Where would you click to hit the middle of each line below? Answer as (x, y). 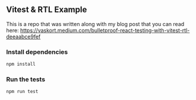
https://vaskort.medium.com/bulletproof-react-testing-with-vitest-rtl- (105, 30)
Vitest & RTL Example (47, 10)
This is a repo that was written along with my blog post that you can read (95, 24)
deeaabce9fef (23, 36)
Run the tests (26, 79)
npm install (21, 64)
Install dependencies (37, 51)
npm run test (22, 92)
